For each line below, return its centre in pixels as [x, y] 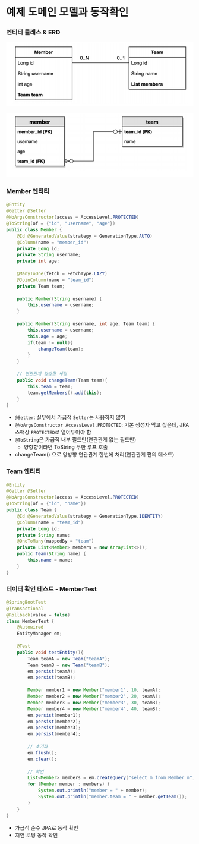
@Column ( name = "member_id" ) [53, 242]
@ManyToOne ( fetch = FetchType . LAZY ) [62, 274]
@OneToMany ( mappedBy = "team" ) [56, 541]
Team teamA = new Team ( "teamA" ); [69, 659]
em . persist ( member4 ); [54, 734]
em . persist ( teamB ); [52, 678]
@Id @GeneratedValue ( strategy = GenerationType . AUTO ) [85, 236]
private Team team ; [41, 286]
